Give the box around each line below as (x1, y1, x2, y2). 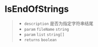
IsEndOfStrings (4, 3, 69, 15)
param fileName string (24, 27, 69, 32)
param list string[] (24, 32, 65, 37)
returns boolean (24, 37, 57, 43)
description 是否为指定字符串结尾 (24, 20, 94, 26)
